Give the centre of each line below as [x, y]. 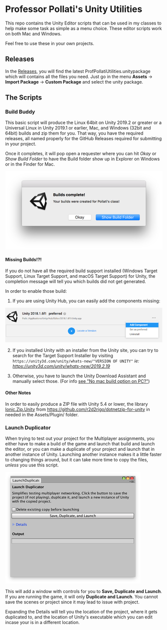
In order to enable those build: [36, 291]
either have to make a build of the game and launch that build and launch [80, 443]
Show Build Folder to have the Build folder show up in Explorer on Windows [83, 159]
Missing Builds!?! [23, 260]
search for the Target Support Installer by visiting [63, 356]
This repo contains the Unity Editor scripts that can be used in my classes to [83, 23]
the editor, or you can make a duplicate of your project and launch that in [80, 449]
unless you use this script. [32, 465]
